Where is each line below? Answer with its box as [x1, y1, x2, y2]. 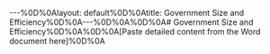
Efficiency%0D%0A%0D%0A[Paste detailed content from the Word [9, 27, 261, 36]
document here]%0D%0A [9, 35, 105, 46]
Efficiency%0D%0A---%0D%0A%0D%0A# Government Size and [9, 17, 254, 27]
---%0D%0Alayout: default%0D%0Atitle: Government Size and [9, 8, 245, 18]
